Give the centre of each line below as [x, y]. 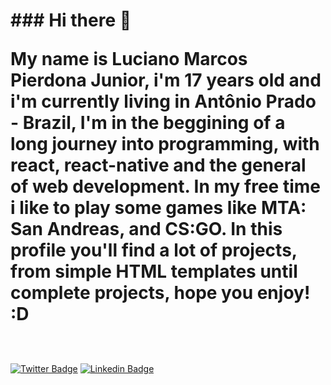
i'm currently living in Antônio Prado [163, 101]
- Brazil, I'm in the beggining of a [148, 123]
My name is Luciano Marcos [129, 59]
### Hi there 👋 [71, 20]
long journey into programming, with [165, 144]
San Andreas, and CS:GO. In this [146, 229]
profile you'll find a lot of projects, [154, 250]
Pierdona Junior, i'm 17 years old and [166, 80]
